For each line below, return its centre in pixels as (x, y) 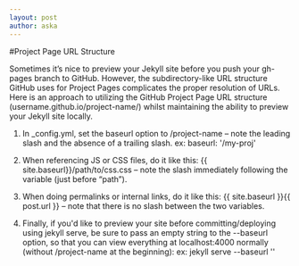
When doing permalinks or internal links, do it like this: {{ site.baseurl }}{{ (156, 196)
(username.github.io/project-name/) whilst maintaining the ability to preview (149, 106)
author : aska (33, 26)
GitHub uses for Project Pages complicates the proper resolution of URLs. (145, 87)
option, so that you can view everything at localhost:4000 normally (145, 242)
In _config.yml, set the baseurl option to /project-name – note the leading (156, 133)
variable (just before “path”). (75, 179)
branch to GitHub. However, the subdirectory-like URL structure (151, 78)
